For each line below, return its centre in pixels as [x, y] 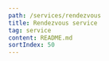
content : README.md [41, 38]
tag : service [30, 30]
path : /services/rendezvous [55, 15]
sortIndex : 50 [32, 45]
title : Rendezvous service [53, 23]
